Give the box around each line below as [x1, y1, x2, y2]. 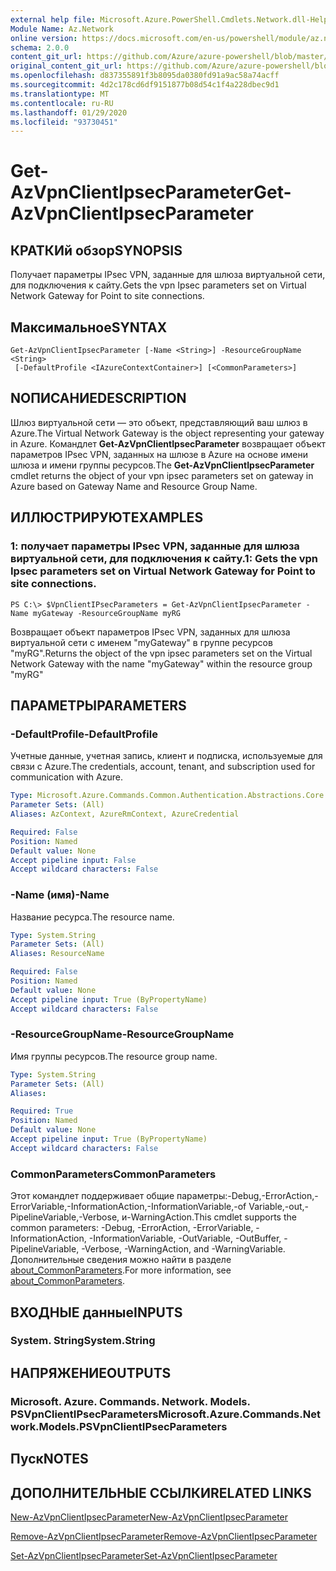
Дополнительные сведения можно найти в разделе [10, 1254, 232, 1266]
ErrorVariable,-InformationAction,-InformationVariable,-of [10, 1201, 247, 1213]
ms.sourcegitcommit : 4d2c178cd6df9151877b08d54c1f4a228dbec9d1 [10, 80, 280, 90]
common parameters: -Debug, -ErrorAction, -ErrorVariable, [10, 1222, 254, 1234]
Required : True [10, 1106, 74, 1116]
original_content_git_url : [10, 61, 123, 71]
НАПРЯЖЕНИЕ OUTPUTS [10, 1364, 172, 1381]
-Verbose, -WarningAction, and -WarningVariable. [81, 1243, 286, 1255]
